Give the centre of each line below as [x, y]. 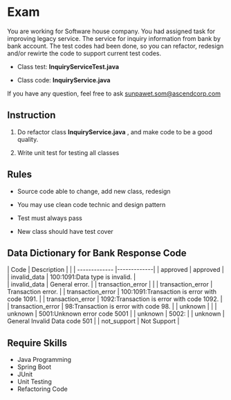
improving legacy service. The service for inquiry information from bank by [114, 38]
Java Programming [44, 360]
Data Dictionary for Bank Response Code [97, 253]
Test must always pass [50, 218]
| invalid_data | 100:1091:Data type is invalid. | [72, 277]
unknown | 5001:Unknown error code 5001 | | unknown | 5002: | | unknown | [116, 314]
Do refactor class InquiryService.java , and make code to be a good [114, 131]
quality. [28, 139]
